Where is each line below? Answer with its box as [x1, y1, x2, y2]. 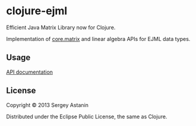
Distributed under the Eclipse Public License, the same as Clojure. [6, 113, 167, 120]
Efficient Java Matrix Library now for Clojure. [6, 24, 116, 31]
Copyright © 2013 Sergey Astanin [6, 101, 89, 108]
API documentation [6, 68, 53, 75]
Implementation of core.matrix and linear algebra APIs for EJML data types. [6, 35, 191, 42]
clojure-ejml [6, 4, 68, 18]
